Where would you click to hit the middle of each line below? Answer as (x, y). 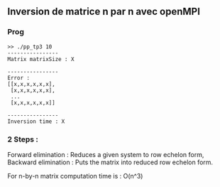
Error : (19, 78)
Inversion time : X (36, 121)
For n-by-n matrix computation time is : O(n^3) (75, 176)
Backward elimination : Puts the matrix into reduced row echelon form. (110, 162)
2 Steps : (23, 139)
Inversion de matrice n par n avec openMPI (104, 12)
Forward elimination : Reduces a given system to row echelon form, (106, 154)
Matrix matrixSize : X (41, 59)
